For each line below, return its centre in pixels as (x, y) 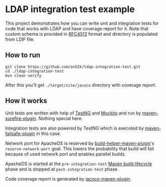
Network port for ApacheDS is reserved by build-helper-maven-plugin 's (80, 143)
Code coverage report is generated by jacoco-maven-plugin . (68, 179)
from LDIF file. (20, 39)
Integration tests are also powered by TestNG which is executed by (75, 128)
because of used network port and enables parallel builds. (66, 154)
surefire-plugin (21, 118)
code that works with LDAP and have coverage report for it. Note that (77, 28)
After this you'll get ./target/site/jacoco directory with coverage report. (81, 85)
